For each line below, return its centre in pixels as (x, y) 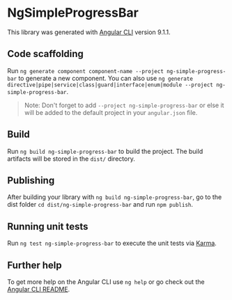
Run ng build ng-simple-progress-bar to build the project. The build (105, 151)
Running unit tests (48, 227)
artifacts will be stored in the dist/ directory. (71, 159)
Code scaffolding (45, 54)
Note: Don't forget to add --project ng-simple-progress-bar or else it (124, 105)
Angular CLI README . (39, 289)
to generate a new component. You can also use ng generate (106, 78)
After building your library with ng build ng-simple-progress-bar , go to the (115, 197)
